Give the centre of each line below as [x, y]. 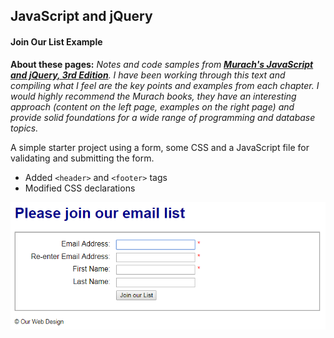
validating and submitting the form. [82, 158]
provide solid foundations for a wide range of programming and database [163, 117]
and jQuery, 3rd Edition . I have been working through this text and [148, 75]
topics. [24, 128]
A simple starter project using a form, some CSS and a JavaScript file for [160, 147]
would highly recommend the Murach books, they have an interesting [153, 96]
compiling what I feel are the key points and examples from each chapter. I [165, 85]
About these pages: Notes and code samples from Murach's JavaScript [162, 64]
